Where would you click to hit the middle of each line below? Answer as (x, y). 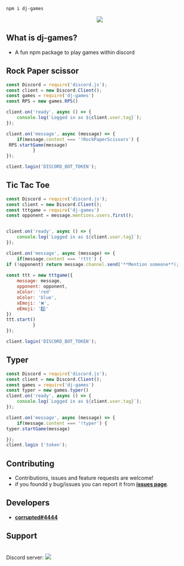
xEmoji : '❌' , (33, 303)
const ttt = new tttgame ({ (39, 276)
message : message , (39, 281)
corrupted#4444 (36, 517)
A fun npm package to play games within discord (74, 52)
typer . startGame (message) (38, 429)
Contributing (30, 463)
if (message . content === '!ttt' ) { (59, 259)
